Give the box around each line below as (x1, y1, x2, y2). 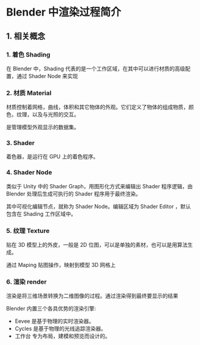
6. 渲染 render (6, 278, 47, 286)
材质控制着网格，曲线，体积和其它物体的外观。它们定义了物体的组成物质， (6, 104, 189, 111)
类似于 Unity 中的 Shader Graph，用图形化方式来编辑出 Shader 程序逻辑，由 (6, 182, 193, 189)
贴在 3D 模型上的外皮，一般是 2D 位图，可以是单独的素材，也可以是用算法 (6, 241, 188, 248)
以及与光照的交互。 (32, 111, 79, 118)
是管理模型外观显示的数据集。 (6, 123, 79, 131)
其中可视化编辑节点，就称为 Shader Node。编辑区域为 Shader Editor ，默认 (6, 203, 192, 210)
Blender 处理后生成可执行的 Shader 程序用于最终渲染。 (6, 190, 141, 197)
